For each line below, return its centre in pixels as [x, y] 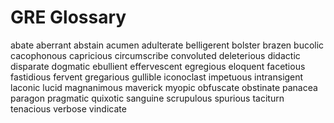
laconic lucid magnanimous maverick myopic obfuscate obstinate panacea [164, 87]
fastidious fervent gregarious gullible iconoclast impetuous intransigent [157, 77]
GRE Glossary [68, 17]
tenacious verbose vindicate [68, 108]
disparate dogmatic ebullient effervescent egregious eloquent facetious [158, 66]
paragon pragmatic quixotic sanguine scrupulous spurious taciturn [147, 98]
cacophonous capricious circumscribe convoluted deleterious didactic [155, 55]
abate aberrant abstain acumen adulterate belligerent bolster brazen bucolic [167, 45]
